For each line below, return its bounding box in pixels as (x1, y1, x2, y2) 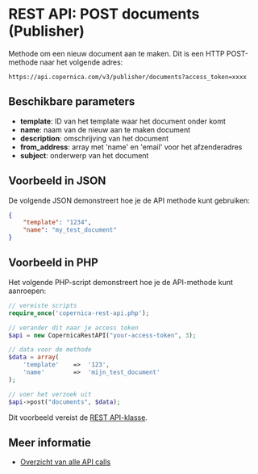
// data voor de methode (8, 346, 92, 354)
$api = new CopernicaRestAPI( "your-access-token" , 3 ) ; (8, 331, 197, 339)
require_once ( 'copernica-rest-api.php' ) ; (8, 308, 150, 317)
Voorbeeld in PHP (8, 256, 98, 270)
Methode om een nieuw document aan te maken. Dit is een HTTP (8, 48, 225, 58)
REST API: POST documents (8, 5, 200, 23)
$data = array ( (8, 353, 60, 362)
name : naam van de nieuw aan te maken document (19, 124, 191, 134)
